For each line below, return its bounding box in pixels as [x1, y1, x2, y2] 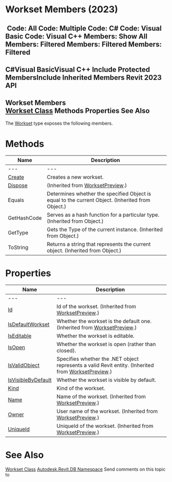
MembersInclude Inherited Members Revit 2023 [5, 73, 162, 82]
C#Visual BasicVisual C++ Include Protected [5, 65, 150, 74]
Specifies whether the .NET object [56, 355, 139, 362]
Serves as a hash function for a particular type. [47, 211, 160, 218]
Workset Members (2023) [5, 4, 118, 15]
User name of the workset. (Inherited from [56, 407, 158, 415]
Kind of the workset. [56, 384, 105, 392]
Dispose [8, 181, 28, 189]
